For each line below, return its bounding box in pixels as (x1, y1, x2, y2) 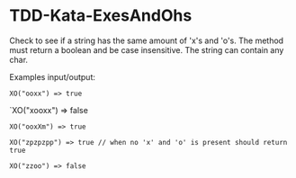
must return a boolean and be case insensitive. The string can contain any (9, 44, 284, 55)
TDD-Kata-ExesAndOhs (9, 5, 193, 26)
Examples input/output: (9, 71, 96, 82)
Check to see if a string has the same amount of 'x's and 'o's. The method (9, 35, 284, 46)
